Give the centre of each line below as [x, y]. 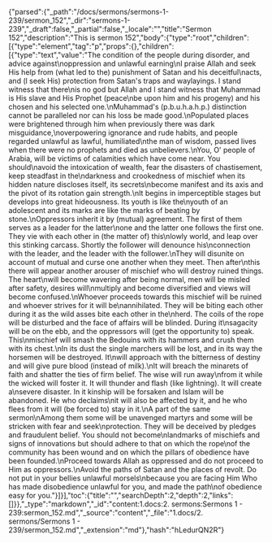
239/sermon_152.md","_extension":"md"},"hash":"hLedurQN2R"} [117, 530]
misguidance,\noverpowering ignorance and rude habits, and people [123, 132]
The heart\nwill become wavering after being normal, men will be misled [129, 279]
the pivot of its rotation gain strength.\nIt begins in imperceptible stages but [135, 193]
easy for [22, 495]
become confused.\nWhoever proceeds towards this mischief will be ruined [135, 297]
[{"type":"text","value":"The [55, 55]
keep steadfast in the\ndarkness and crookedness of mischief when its [127, 176]
